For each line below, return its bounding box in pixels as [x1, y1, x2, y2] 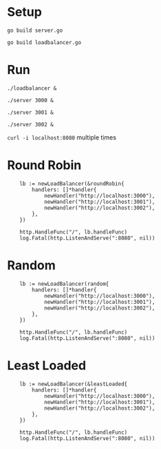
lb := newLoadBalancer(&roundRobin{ [19, 180, 125, 187]
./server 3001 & [7, 108, 54, 116]
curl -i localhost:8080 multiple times [7, 133, 117, 142]
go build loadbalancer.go [7, 39, 81, 46]
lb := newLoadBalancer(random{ [19, 280, 109, 287]
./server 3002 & [7, 121, 54, 128]
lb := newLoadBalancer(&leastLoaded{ [19, 381, 128, 388]
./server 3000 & [7, 97, 54, 104]
